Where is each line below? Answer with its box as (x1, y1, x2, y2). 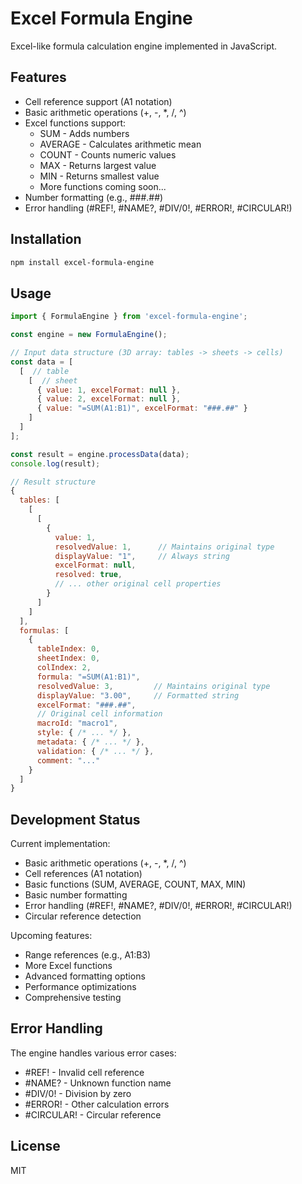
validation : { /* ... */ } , (36, 746, 155, 756)
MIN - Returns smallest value (39, 170, 160, 182)
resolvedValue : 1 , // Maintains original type (54, 542, 275, 552)
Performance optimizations (24, 981, 137, 993)
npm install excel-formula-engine (10, 257, 155, 267)
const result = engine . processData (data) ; (10, 449, 190, 459)
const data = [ (10, 357, 74, 367)
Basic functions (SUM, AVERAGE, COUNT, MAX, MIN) (24, 878, 247, 891)
